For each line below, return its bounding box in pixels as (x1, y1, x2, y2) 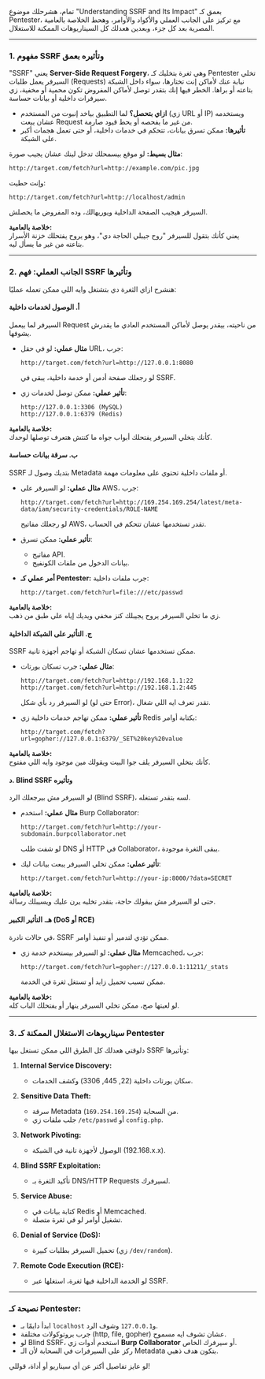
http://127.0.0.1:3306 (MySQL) (20, 403, 123, 411)
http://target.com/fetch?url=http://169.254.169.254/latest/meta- (20, 498, 243, 506)
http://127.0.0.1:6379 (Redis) (20, 410, 123, 418)
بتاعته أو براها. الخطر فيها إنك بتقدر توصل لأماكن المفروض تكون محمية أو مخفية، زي (9, 85, 253, 95)
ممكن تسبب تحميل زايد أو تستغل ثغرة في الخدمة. (20, 977, 166, 986)
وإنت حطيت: (9, 178, 46, 188)
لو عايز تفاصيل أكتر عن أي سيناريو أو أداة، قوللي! (9, 1362, 150, 1371)
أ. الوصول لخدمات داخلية (9, 303, 80, 312)
